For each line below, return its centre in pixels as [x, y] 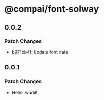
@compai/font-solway [52, 9]
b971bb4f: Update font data [40, 52]
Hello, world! [25, 92]
